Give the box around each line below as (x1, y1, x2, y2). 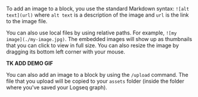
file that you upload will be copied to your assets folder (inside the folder (6, 77, 185, 85)
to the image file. (6, 18, 48, 24)
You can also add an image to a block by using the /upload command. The (6, 71, 189, 78)
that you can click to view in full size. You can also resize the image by (6, 42, 179, 49)
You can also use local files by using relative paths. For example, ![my (6, 29, 177, 36)
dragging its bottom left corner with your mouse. (6, 48, 125, 55)
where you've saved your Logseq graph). (6, 84, 107, 91)
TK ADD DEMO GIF (6, 60, 54, 67)
